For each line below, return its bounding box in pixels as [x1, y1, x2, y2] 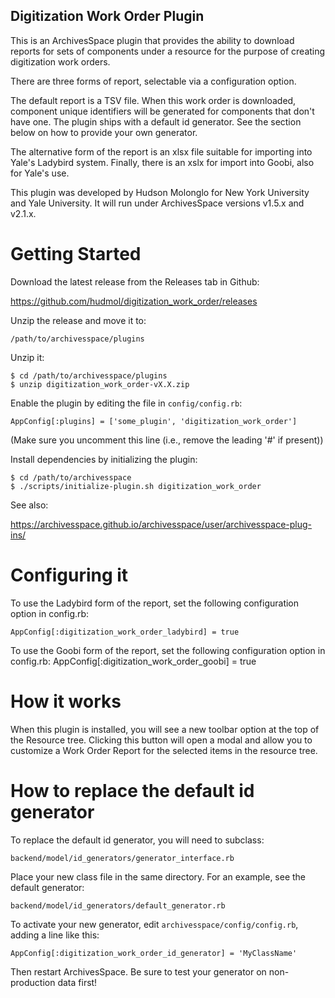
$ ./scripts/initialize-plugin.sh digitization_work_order [10, 481, 262, 491]
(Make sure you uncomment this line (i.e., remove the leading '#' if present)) [10, 434, 324, 446]
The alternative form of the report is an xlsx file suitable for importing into [10, 145, 313, 158]
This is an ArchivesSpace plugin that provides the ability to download [10, 34, 295, 46]
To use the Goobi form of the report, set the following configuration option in [10, 644, 326, 656]
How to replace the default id [10, 779, 255, 802]
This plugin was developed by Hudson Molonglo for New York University [10, 186, 310, 198]
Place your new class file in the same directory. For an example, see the [10, 870, 307, 883]
